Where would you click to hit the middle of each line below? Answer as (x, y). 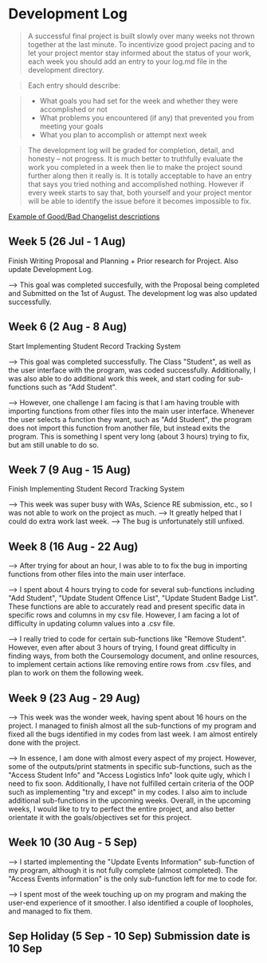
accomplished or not (73, 109)
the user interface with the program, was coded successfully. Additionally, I (132, 370)
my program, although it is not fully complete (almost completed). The (123, 870)
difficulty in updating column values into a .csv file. (92, 624)
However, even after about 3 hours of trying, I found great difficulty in (122, 648)
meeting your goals (71, 126)
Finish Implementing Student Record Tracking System (96, 489)
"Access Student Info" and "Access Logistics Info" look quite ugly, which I (130, 775)
